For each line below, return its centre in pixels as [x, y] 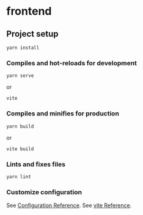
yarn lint [19, 177]
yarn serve [20, 76]
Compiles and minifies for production [63, 114]
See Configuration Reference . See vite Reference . [69, 205]
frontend [29, 11]
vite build [20, 149]
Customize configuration [44, 192]
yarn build [20, 126]
